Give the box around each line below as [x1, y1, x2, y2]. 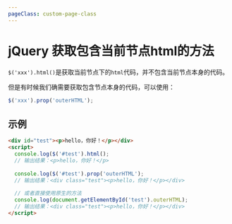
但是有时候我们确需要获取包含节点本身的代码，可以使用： [8, 83, 175, 91]
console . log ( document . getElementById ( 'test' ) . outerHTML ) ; [14, 196, 189, 204]
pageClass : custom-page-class [8, 10, 97, 18]
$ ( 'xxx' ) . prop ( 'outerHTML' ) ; [8, 97, 94, 104]
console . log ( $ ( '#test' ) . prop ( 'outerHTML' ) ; [14, 170, 144, 177]
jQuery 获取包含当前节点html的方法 [8, 43, 214, 59]
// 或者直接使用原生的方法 [14, 190, 82, 197]
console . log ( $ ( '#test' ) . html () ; [14, 151, 110, 158]
